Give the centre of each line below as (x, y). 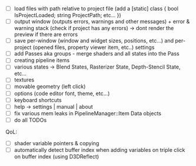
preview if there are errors (46, 34)
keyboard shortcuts (38, 100)
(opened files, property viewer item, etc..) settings (94, 47)
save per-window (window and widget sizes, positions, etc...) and (94, 41)
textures (24, 80)
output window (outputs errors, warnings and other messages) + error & (102, 22)
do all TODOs (30, 120)
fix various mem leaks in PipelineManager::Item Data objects (88, 113)
